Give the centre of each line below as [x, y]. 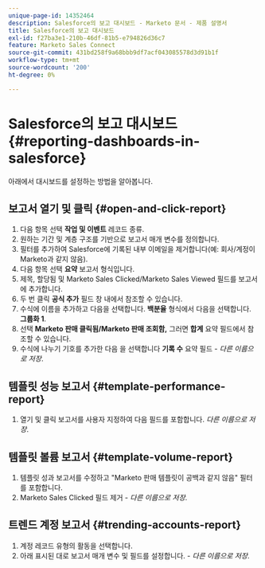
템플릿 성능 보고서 [49, 386]
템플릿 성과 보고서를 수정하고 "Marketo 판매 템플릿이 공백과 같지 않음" [129, 478]
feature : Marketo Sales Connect [62, 45]
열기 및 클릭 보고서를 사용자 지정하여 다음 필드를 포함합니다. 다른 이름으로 [133, 420]
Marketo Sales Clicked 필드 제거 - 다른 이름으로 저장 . [103, 497]
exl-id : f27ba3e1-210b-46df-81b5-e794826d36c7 [87, 38]
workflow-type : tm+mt [44, 61]
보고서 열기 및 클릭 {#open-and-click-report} [117, 208]
